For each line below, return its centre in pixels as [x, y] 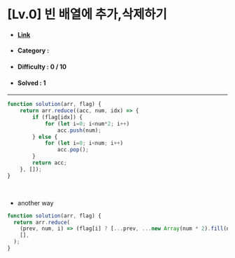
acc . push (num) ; [79, 130]
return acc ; [50, 163]
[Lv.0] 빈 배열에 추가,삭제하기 [87, 14]
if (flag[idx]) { [57, 117]
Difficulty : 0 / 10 [42, 67]
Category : [33, 50]
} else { [45, 137]
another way [35, 203]
